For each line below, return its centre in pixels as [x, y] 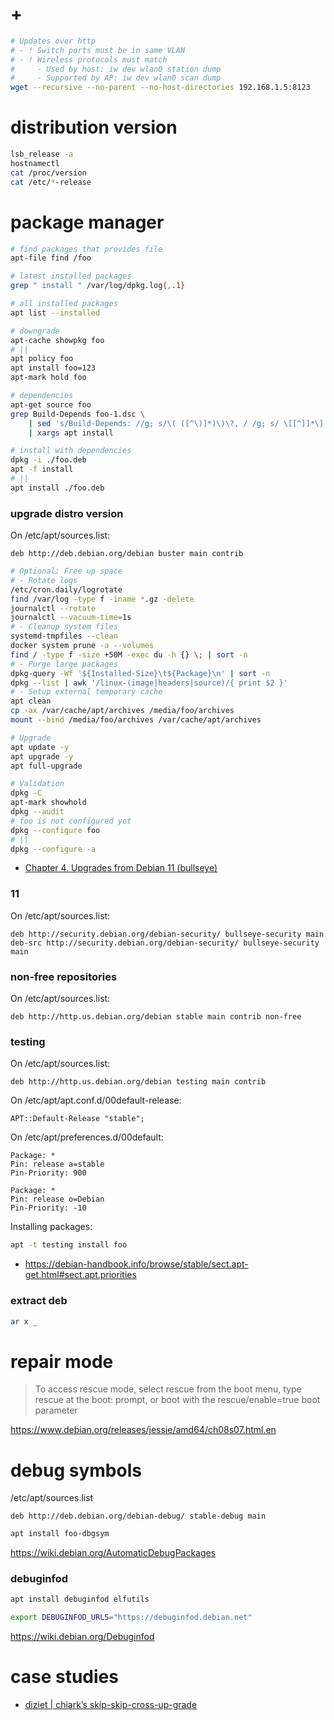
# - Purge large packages [64, 664]
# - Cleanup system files [64, 627]
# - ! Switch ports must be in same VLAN [98, 50]
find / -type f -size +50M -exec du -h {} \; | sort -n [129, 654]
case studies [64, 1677]
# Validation [37, 784]
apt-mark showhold [48, 803]
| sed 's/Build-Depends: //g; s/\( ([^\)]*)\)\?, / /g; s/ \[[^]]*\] [176, 423]
